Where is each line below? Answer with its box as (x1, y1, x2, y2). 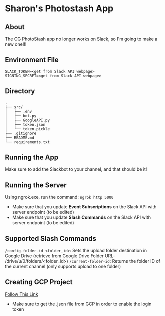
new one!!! (5, 41, 27, 47)
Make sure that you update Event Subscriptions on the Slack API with (12, 204, 157, 210)
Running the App (5, 153, 59, 162)
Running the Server (5, 181, 67, 189)
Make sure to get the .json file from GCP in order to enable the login (12, 301, 152, 307)
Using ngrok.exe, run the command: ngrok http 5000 (5, 194, 114, 200)
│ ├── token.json (5, 122, 46, 127)
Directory (5, 87, 35, 95)
